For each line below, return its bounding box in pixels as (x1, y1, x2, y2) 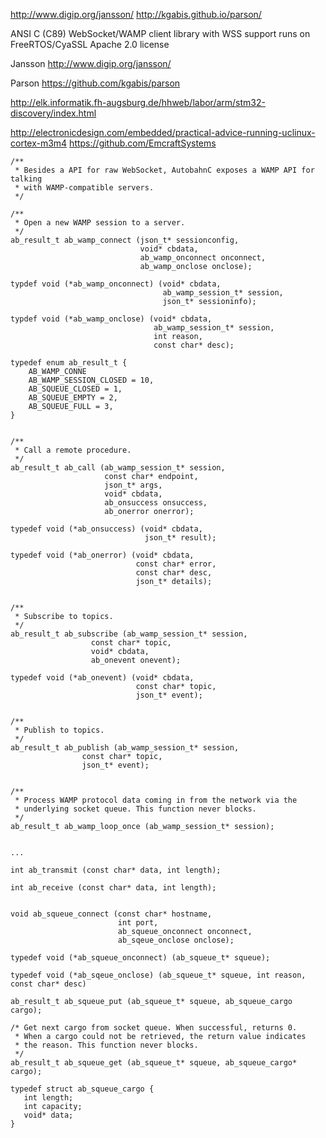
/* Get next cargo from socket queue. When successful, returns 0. (10, 1023, 298, 1033)
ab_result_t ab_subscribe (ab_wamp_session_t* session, (10, 629, 248, 639)
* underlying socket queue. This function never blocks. (14, 804, 257, 814)
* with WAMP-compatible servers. (14, 183, 155, 193)
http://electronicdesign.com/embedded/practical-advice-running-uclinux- (10, 127, 316, 138)
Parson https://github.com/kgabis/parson (10, 77, 181, 89)
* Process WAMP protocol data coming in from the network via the (14, 795, 298, 805)
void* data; (23, 1110, 74, 1120)
